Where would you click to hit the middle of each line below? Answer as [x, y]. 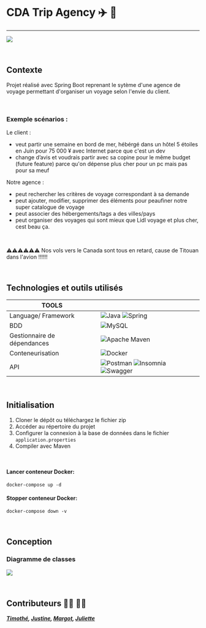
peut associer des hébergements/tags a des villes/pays [85, 214]
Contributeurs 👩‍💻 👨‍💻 [47, 604]
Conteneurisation [34, 353]
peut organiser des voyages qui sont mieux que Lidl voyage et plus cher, [107, 220]
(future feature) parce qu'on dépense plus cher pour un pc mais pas [101, 164]
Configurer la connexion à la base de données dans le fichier [92, 433]
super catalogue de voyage [50, 207]
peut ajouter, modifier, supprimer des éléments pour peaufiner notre [101, 201]
